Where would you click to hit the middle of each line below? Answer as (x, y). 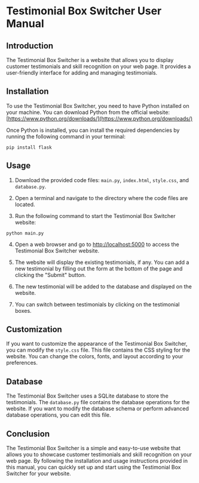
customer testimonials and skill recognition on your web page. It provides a (99, 66)
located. (25, 204)
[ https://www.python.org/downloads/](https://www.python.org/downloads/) (99, 118)
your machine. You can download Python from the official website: (88, 112)
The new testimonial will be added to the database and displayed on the (103, 286)
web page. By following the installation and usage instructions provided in (97, 461)
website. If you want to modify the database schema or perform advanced (98, 409)
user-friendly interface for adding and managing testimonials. (82, 73)
